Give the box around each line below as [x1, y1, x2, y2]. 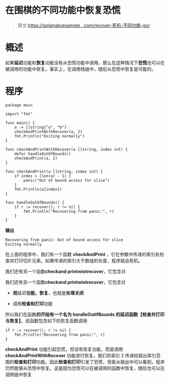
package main [5, 102, 33, 108]
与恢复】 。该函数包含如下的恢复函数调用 [5, 317, 88, 324]
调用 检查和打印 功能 [12, 301, 53, 307]
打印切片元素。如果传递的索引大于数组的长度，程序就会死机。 [14, 258, 143, 264]
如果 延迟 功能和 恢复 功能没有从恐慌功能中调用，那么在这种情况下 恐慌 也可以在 [5, 59, 165, 66]
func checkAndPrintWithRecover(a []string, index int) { [5, 147, 128, 152]
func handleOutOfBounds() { [5, 200, 65, 205]
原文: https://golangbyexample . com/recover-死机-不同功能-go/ [17, 22, 150, 28]
